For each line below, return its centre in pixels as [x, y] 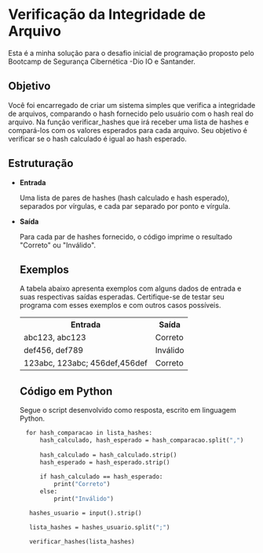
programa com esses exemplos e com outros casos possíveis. [120, 306]
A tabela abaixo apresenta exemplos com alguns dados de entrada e [130, 288]
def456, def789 [53, 351]
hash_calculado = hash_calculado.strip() [108, 455]
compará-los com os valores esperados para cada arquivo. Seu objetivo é [128, 130]
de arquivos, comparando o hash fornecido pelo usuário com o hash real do [131, 113]
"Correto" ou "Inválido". [58, 245]
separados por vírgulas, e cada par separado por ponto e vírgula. [125, 206]
